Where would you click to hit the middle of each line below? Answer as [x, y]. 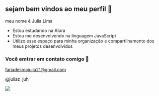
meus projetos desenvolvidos [42, 46]
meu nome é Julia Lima [29, 21]
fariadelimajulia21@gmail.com [36, 70]
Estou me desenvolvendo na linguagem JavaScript [64, 35]
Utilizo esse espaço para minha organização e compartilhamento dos [83, 41]
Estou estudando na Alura [39, 31]
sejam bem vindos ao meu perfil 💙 [59, 9]
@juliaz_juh [17, 79]
